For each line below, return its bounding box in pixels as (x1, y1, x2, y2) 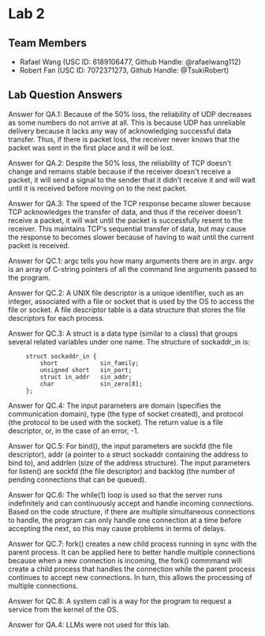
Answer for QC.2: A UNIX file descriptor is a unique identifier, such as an (8, 288, 244, 297)
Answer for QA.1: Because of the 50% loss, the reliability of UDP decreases (8, 109, 252, 119)
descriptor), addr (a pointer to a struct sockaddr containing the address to (8, 450, 248, 459)
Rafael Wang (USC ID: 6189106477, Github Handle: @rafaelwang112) (19, 57, 241, 66)
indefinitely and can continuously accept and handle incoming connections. (8, 499, 254, 508)
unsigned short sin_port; (39, 366, 132, 374)
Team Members (8, 36, 87, 50)
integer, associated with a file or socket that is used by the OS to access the (8, 296, 255, 306)
